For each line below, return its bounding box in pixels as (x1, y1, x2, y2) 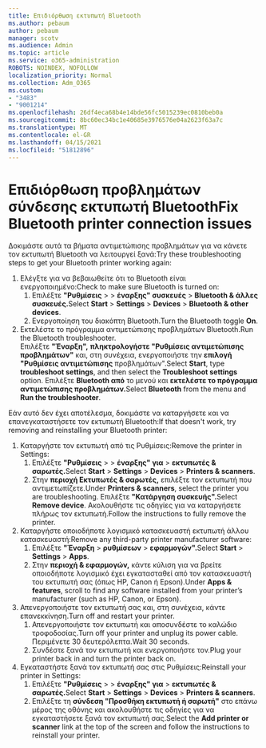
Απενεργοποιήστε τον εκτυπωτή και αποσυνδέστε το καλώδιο (31, 620, 237, 629)
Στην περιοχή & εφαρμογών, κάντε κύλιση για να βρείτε (31, 560, 222, 570)
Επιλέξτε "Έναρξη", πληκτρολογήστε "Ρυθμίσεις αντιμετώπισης (19, 342, 244, 351)
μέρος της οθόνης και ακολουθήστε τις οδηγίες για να (31, 705, 215, 714)
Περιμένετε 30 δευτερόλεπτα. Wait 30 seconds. (31, 637, 190, 646)
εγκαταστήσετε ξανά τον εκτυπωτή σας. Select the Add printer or (31, 714, 249, 723)
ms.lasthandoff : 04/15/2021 (8, 138, 102, 147)
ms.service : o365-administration (8, 57, 120, 65)
